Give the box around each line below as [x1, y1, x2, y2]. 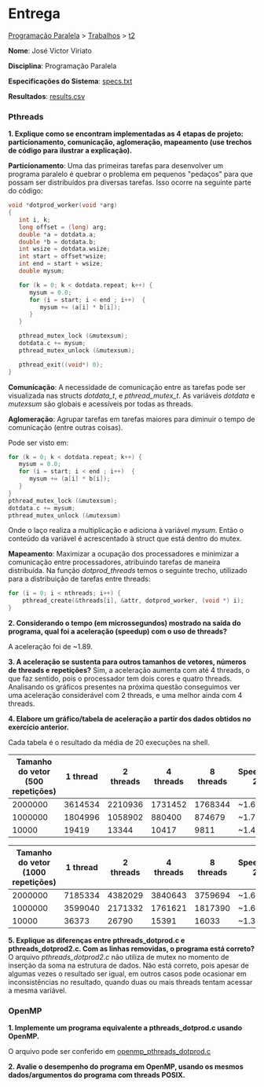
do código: [8, 186, 43, 196]
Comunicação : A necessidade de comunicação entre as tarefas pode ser [8, 382, 246, 391]
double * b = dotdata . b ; [18, 237, 97, 246]
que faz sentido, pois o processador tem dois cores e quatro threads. [8, 674, 233, 684]
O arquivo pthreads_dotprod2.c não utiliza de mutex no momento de [8, 953, 229, 962]
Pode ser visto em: [8, 438, 69, 447]
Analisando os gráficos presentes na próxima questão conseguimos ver [8, 682, 240, 692]
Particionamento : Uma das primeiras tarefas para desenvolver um [8, 161, 224, 171]
